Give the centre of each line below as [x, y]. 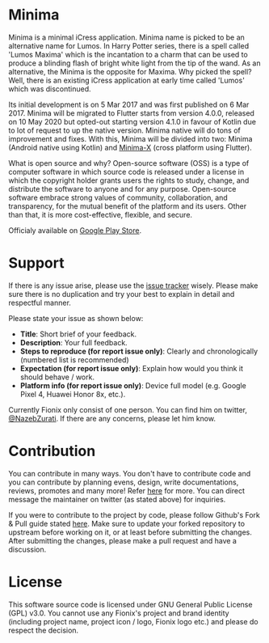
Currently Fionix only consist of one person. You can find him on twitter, [128, 409]
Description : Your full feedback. [74, 342]
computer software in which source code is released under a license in [126, 171]
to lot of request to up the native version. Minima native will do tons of [124, 130]
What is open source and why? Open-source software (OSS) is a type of [129, 163]
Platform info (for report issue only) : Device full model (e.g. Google [133, 385]
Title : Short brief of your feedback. [78, 334]
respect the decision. [44, 630]
